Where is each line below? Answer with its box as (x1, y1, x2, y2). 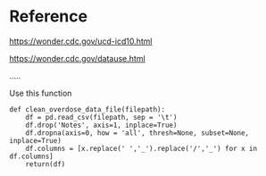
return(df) (25, 159, 66, 169)
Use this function (9, 88, 72, 98)
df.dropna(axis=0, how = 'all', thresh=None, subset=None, (25, 128, 250, 138)
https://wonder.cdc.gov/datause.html (9, 53, 145, 63)
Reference (9, 6, 87, 27)
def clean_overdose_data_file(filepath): (9, 105, 166, 113)
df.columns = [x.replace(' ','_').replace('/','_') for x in (25, 144, 257, 153)
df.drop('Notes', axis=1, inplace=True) (25, 121, 178, 130)
